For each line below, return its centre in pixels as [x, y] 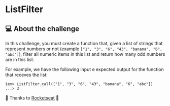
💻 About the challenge [42, 29]
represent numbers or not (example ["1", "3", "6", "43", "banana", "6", [84, 49]
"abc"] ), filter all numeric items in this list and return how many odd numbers [85, 54]
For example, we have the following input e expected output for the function [84, 69]
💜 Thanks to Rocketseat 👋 [32, 98]
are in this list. [20, 60]
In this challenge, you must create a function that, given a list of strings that [84, 43]
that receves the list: [27, 75]
